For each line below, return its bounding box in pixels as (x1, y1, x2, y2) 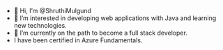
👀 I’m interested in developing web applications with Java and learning (13, 14, 217, 22)
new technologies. (13, 22, 68, 29)
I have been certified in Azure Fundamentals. (13, 36, 143, 44)
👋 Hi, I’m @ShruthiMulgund (13, 7, 92, 15)
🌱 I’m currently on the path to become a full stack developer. (13, 28, 188, 37)
